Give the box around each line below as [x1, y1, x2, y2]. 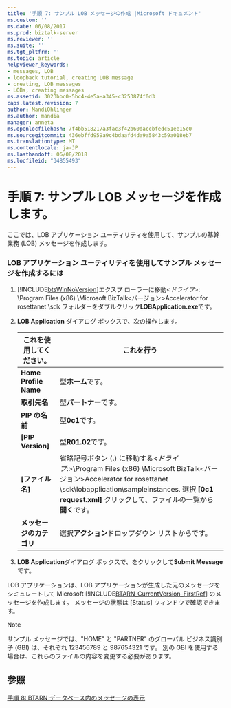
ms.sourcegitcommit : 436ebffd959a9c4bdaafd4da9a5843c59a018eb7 [7, 132, 192, 138]
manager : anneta [7, 118, 54, 126]
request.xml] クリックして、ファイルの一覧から [59, 494, 214, 504]
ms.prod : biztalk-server [7, 29, 78, 37]
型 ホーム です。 [59, 377, 108, 386]
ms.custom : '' [7, 17, 48, 23]
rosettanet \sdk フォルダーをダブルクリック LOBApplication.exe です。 [16, 302, 216, 311]
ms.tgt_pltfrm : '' [7, 49, 60, 56]
